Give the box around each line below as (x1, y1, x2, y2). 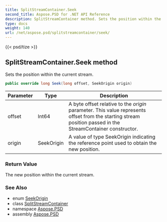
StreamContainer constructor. (69, 125, 138, 132)
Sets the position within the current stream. (5, 71, 93, 77)
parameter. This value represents (69, 107, 146, 113)
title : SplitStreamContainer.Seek (5, 7, 77, 12)
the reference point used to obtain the (69, 139, 157, 146)
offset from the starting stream (69, 112, 140, 119)
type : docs (5, 21, 28, 26)
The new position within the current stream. (5, 171, 94, 177)
